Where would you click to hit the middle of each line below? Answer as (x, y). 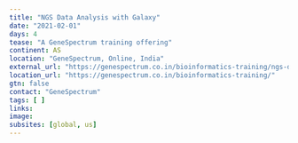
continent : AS (35, 51)
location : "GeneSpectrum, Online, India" (87, 59)
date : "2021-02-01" (45, 26)
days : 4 (24, 34)
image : (21, 116)
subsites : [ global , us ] (53, 125)
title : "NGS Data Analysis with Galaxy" (85, 17)
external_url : (35, 68)
